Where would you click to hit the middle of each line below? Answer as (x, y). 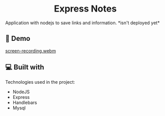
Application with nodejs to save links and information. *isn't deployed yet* (82, 23)
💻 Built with (25, 67)
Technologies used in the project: (40, 82)
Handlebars (25, 102)
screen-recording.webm (31, 50)
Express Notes (85, 9)
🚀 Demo (18, 39)
